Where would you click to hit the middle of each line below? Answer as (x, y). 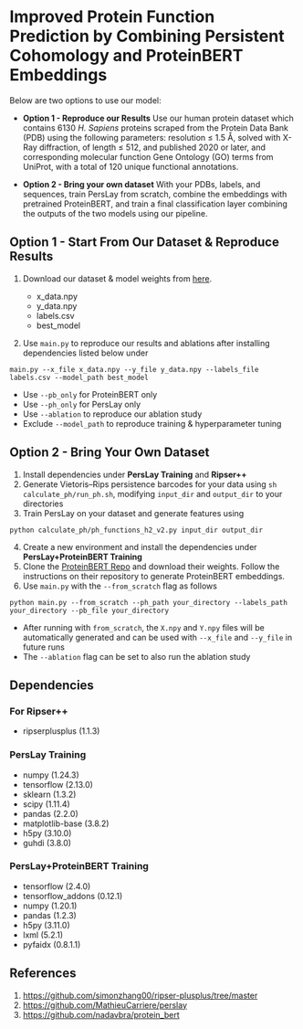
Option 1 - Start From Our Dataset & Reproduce (145, 243)
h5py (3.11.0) (46, 925)
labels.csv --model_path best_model (79, 377)
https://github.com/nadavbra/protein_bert (101, 1014)
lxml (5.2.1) (43, 935)
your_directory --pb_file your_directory (89, 610)
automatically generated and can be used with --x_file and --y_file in (157, 637)
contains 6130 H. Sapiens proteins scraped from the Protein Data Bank (156, 127)
